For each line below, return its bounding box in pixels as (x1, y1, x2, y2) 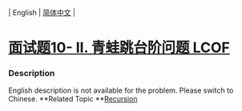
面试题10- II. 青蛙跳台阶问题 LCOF (8, 39, 230, 57)
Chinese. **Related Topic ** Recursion (8, 94, 138, 104)
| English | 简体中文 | (8, 8, 76, 17)
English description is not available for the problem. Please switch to (8, 85, 234, 95)
